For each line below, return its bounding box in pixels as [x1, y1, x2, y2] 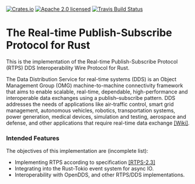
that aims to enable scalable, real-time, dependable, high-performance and [6, 88, 188, 95]
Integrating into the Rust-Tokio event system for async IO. [14, 165, 154, 172]
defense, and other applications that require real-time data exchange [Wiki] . [6, 119, 190, 126]
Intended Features [6, 134, 60, 142]
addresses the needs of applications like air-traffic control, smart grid [6, 101, 174, 108]
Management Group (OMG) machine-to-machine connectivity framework [6, 82, 183, 89]
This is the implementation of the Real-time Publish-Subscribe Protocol [6, 58, 178, 65]
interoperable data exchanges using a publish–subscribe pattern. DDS [6, 94, 176, 101]
